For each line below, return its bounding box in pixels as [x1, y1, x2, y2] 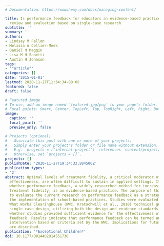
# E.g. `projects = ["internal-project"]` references [5, 147, 121, 152]
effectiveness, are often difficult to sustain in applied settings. [9, 179, 154, 184]
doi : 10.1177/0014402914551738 [5, 234, 69, 239]
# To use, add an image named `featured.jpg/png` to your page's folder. [5, 102, 159, 107]
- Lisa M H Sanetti [5, 52, 45, 57]
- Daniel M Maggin [5, 47, 42, 53]
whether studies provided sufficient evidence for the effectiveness [9, 211, 154, 216]
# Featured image [5, 97, 41, 103]
